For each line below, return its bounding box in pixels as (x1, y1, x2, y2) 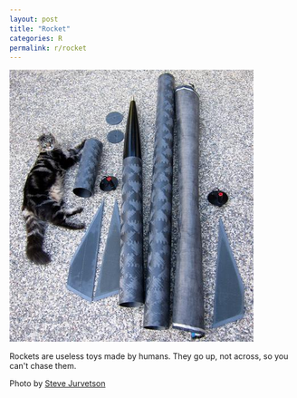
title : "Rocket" (9, 24, 71, 34)
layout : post (9, 15, 59, 24)
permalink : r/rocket (9, 44, 88, 53)
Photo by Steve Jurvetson (9, 378, 106, 389)
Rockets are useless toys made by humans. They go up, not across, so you (9, 351, 289, 362)
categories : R (9, 34, 63, 43)
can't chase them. (9, 361, 77, 372)
